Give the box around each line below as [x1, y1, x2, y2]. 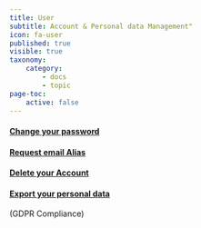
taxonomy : [9, 55, 47, 64]
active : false [25, 97, 79, 107]
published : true [9, 38, 71, 48]
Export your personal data [9, 188, 111, 199]
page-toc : [9, 89, 47, 98]
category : [25, 64, 64, 74]
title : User [9, 13, 55, 23]
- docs [42, 73, 67, 82]
